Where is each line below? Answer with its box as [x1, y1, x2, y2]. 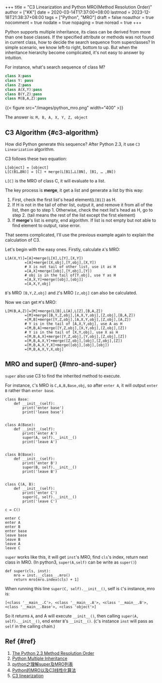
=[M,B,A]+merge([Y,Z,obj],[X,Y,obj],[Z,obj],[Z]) [24, 326, 127, 331]
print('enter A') [22, 431, 57, 436]
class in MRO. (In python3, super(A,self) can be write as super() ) [5, 559, 137, 565]
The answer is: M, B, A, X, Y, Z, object [5, 114, 88, 120]
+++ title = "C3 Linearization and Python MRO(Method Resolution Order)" [5, 4, 152, 10]
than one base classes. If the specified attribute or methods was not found [5, 34, 154, 40]
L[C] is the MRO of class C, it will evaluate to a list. [5, 178, 106, 184]
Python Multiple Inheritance [12, 655, 68, 661]
